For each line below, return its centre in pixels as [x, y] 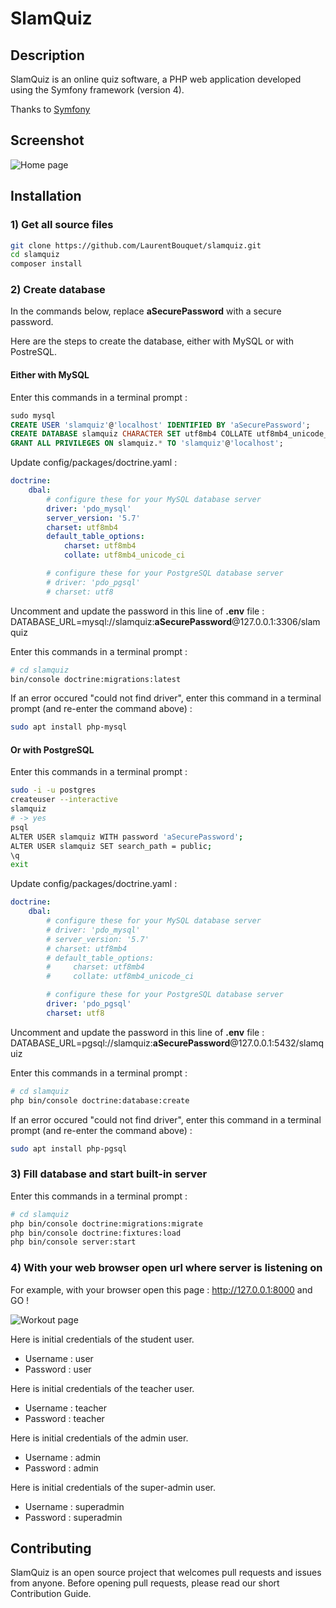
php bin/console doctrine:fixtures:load [96, 1233]
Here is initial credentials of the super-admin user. [113, 1487]
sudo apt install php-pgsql [69, 1148]
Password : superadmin [73, 1517]
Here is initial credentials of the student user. [102, 1339]
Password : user [58, 1369]
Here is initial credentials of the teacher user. [102, 1388]
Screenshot [47, 140]
